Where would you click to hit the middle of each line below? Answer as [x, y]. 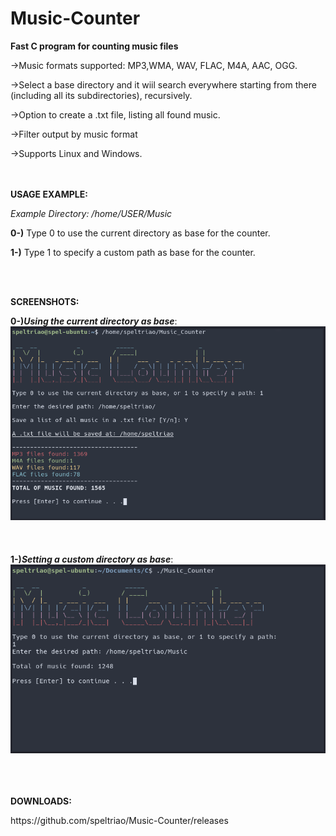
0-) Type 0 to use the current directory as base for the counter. [140, 233]
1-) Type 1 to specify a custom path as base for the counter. [133, 252]
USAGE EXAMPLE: [49, 194]
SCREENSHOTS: [45, 301]
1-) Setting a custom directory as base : [92, 559]
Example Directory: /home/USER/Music [91, 213]
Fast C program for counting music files [94, 46]
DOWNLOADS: [41, 801]
